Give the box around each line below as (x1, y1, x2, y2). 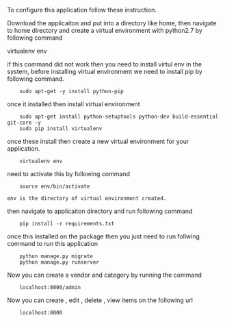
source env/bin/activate (19, 183, 90, 190)
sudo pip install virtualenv (19, 125, 103, 132)
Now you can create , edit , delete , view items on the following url (7, 296, 194, 304)
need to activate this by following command (7, 170, 130, 177)
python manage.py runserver (19, 259, 99, 266)
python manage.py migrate (19, 253, 94, 260)
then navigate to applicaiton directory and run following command (7, 207, 193, 215)
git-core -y (7, 119, 41, 126)
